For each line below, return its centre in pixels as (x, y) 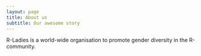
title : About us (27, 17)
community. (21, 46)
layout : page (23, 12)
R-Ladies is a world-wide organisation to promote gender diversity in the (97, 40)
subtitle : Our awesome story (43, 23)
